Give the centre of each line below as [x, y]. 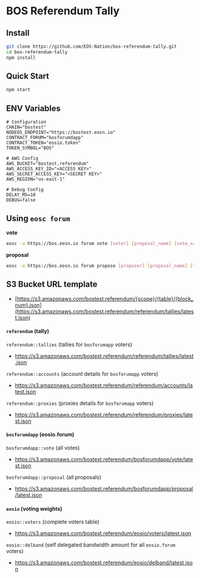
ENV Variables [33, 108]
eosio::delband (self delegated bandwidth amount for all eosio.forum [91, 545]
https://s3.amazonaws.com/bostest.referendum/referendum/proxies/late [104, 414]
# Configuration [26, 122]
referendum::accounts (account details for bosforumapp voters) [82, 373]
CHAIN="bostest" [26, 127]
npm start [18, 90]
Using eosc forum [38, 218]
